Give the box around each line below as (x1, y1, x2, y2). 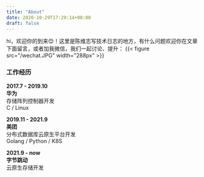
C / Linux (6, 104, 29, 111)
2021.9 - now (6, 149, 41, 156)
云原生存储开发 (6, 164, 44, 171)
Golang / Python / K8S (6, 137, 63, 144)
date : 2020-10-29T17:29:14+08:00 (6, 15, 91, 21)
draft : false (6, 20, 40, 26)
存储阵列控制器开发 (6, 97, 55, 104)
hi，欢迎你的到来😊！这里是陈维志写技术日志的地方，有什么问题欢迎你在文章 (6, 38, 198, 45)
